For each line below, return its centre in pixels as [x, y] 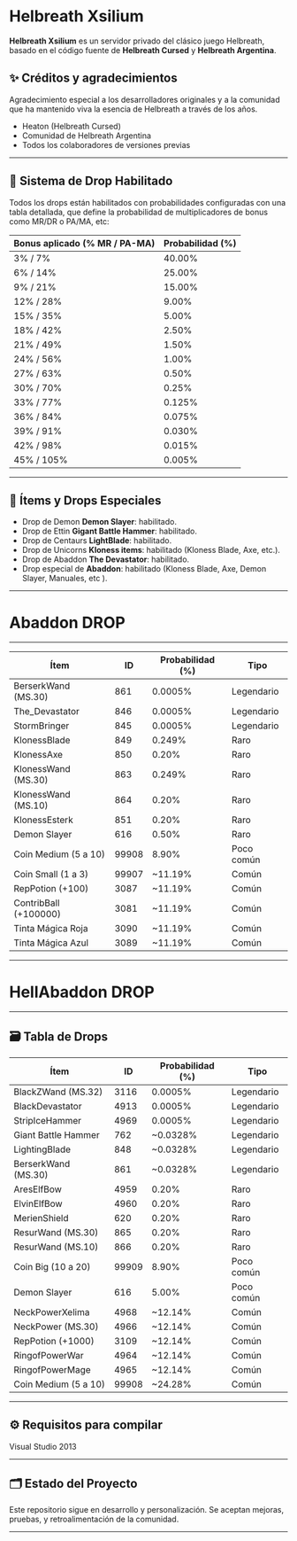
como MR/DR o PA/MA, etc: [59, 221]
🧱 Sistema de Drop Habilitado [91, 181]
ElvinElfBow [38, 1204]
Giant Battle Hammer [57, 1135]
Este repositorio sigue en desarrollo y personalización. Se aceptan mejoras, [147, 1509]
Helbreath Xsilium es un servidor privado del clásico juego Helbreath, [137, 41]
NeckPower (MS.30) [56, 1327]
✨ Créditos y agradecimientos [94, 78]
